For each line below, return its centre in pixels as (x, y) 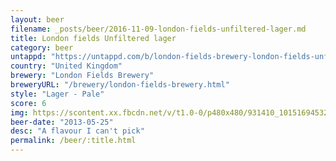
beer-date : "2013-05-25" (62, 122)
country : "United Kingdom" (66, 66)
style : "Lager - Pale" (57, 94)
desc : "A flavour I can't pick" (77, 131)
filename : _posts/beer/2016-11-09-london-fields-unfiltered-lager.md (158, 29)
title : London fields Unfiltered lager (93, 38)
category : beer (42, 47)
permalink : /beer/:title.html (73, 141)
